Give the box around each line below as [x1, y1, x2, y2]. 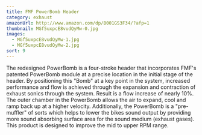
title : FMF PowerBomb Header [6, 8, 80, 15]
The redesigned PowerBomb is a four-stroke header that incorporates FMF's [6, 64, 197, 71]
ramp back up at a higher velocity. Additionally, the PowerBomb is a [6, 103, 174, 110]
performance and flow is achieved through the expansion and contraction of [6, 83, 196, 91]
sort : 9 [6, 48, 26, 54]
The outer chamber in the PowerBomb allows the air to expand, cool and [6, 96, 186, 103]
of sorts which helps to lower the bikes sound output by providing [28, 109, 191, 116]
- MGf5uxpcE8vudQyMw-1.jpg [11, 37, 80, 43]
